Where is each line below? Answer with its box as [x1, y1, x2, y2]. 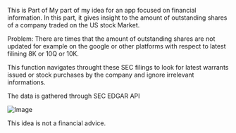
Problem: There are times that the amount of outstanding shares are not [7, 34, 216, 43]
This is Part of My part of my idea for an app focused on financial [7, 6, 197, 14]
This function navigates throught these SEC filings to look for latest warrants [7, 63, 229, 71]
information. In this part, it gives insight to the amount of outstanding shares [7, 13, 228, 22]
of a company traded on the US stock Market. [7, 21, 140, 29]
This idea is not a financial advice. [7, 119, 106, 127]
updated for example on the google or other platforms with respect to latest [7, 42, 227, 50]
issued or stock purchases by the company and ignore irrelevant [7, 70, 194, 79]
